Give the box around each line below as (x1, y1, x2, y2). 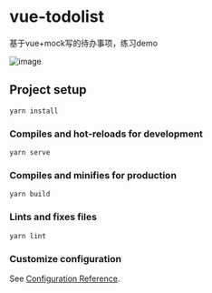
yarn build (9, 189, 51, 199)
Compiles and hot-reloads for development (9, 127, 204, 140)
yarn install (9, 106, 59, 116)
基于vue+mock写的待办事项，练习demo (9, 37, 159, 48)
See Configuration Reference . (9, 273, 120, 284)
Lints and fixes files (9, 211, 98, 224)
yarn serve (9, 148, 51, 157)
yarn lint (9, 231, 47, 240)
